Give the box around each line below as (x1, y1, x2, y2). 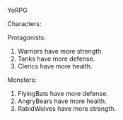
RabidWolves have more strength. (17, 104, 117, 112)
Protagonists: (7, 33, 46, 42)
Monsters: (7, 76, 37, 84)
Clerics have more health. (17, 62, 93, 70)
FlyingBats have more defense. (17, 90, 108, 97)
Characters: (7, 20, 42, 28)
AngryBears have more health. (17, 97, 107, 105)
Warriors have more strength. (17, 47, 104, 55)
